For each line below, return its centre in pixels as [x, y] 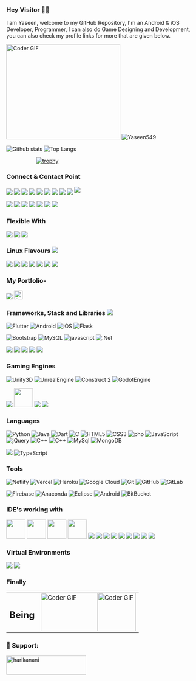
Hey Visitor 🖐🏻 [28, 10]
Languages [23, 421]
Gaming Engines [31, 366]
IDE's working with [35, 510]
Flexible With [26, 221]
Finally [16, 582]
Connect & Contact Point [43, 177]
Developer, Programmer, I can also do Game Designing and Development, [98, 29]
